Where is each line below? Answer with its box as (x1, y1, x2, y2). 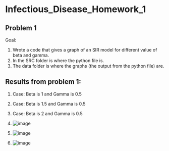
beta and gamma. (12, 52, 49, 58)
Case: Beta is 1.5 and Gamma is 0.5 (12, 100, 86, 107)
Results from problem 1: (5, 77, 82, 86)
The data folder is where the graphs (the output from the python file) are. (12, 63, 164, 69)
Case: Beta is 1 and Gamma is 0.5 (12, 91, 82, 97)
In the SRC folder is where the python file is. (12, 58, 104, 64)
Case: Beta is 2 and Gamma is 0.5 (12, 110, 83, 117)
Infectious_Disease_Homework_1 (5, 4, 146, 15)
